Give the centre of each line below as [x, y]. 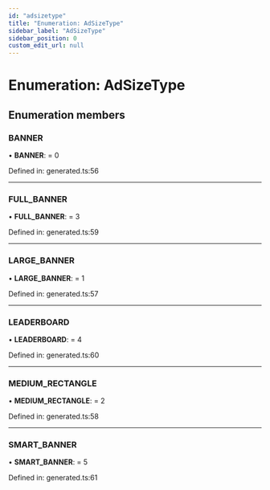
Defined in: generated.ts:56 [53, 171]
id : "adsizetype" [37, 16]
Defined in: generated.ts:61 [53, 478]
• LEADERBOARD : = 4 [45, 339]
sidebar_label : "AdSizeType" [57, 31]
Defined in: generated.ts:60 [54, 355]
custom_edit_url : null [46, 46]
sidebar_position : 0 [43, 38]
